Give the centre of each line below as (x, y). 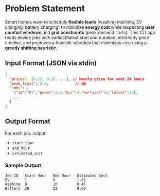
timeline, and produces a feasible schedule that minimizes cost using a (76, 42)
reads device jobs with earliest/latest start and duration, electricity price (77, 38)
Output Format (28, 122)
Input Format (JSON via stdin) (51, 63)
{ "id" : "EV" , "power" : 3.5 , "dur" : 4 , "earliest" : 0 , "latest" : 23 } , (76, 93)
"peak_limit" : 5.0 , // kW (48, 83)
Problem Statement (45, 9)
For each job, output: (26, 133)
